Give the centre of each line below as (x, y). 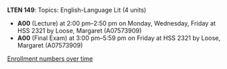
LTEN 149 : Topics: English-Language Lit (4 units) (77, 10)
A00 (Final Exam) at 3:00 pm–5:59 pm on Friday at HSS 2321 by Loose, (119, 38)
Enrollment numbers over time (50, 59)
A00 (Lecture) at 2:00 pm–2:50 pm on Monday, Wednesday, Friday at (116, 23)
